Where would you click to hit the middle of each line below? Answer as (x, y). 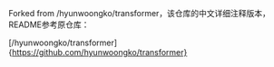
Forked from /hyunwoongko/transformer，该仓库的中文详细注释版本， (140, 13)
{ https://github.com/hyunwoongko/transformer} (98, 52)
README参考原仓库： (49, 24)
